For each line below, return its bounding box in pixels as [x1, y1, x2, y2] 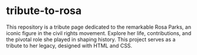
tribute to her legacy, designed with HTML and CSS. [6, 42, 133, 49]
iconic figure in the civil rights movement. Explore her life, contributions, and [6, 29, 192, 36]
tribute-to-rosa [6, 4, 82, 18]
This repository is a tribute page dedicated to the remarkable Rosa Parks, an [6, 23, 192, 30]
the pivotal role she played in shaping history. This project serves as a [6, 36, 176, 43]
